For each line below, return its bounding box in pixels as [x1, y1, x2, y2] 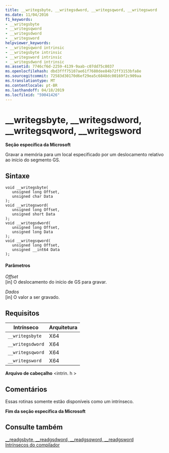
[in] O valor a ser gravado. [5, 294, 60, 300]
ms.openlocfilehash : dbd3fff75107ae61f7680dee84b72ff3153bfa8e [5, 69, 142, 74]
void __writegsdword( [5, 221, 51, 226]
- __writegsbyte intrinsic [5, 50, 62, 55]
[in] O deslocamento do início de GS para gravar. [5, 279, 107, 285]
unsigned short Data [12, 212, 56, 217]
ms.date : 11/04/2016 [5, 12, 49, 17]
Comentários [5, 385, 48, 394]
